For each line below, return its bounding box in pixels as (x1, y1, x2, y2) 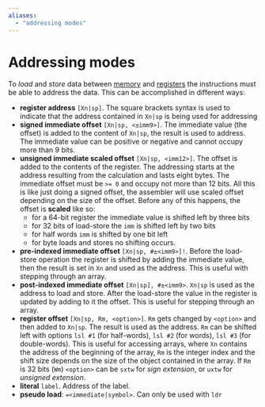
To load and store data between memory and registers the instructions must (8, 79, 256, 89)
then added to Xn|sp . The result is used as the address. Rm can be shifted (19, 322, 257, 332)
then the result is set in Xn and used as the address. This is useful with (19, 263, 248, 273)
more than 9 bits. (19, 145, 75, 155)
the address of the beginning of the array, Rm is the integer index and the (19, 347, 256, 357)
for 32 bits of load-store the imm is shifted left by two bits (31, 221, 216, 231)
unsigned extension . (19, 373, 86, 382)
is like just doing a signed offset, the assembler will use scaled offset (19, 187, 244, 197)
